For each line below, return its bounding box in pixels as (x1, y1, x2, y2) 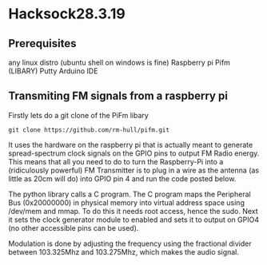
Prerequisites (8, 37, 77, 50)
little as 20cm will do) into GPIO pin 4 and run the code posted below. (8, 173, 237, 184)
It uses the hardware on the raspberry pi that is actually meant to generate (8, 140, 253, 149)
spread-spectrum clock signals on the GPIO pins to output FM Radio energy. (8, 148, 260, 158)
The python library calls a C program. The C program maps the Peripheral (8, 189, 251, 199)
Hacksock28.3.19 (8, 5, 126, 23)
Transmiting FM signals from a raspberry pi (8, 89, 228, 103)
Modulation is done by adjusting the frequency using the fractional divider (8, 239, 252, 248)
